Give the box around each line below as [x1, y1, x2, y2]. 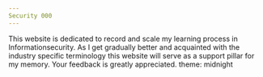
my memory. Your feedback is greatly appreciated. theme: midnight [8, 59, 233, 69]
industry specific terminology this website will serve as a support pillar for [8, 51, 255, 60]
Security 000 [8, 11, 53, 20]
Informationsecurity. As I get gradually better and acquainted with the [8, 42, 240, 52]
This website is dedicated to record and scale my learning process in [8, 34, 239, 43]
